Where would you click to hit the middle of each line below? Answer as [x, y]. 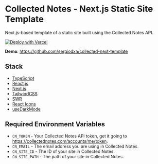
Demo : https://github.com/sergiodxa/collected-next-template [66, 51]
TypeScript [23, 78]
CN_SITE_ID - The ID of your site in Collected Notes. [63, 151]
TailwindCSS [25, 93]
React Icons [24, 104]
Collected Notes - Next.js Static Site [79, 9]
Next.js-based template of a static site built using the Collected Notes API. [79, 32]
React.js [20, 83]
